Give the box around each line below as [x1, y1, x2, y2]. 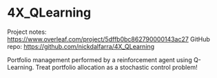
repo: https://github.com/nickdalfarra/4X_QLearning [7, 42, 155, 50]
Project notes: [7, 28, 47, 36]
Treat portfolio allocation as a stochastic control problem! [35, 63, 198, 71]
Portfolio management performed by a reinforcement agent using [7, 55, 192, 64]
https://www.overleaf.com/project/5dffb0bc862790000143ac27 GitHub [7, 35, 210, 43]
